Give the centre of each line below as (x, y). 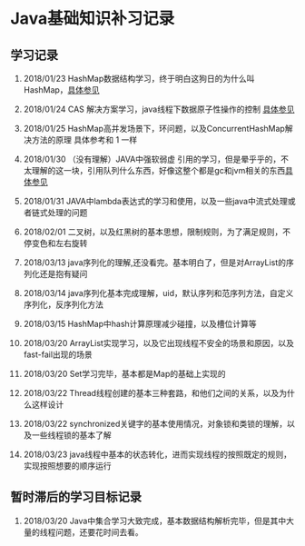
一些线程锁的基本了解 (71, 435)
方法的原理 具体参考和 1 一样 (84, 140)
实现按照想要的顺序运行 (67, 466)
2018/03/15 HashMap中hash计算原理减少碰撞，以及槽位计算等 (140, 324)
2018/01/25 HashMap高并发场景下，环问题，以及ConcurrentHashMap (154, 129)
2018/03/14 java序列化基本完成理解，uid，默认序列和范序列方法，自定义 (158, 293)
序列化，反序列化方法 (63, 304)
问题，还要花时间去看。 (99, 531)
